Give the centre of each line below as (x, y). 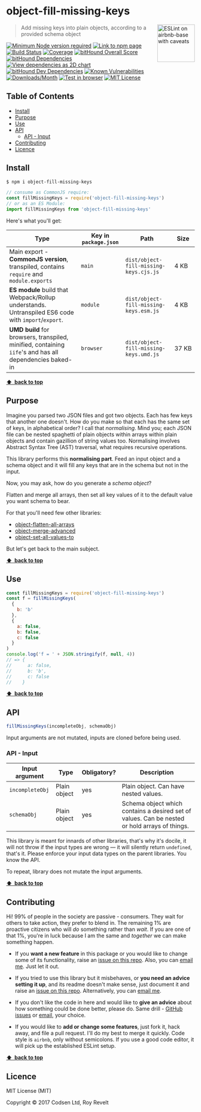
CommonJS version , (39, 259)
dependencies (29, 359)
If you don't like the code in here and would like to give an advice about (103, 1002)
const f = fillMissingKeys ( (41, 599)
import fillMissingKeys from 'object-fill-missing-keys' (79, 209)
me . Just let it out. (37, 966)
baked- (62, 359)
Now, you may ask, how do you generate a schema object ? (79, 483)
